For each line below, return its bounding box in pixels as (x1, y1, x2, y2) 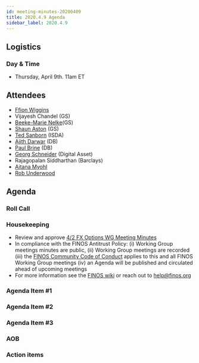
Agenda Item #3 (6, 319, 54, 327)
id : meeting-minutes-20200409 (6, 8, 82, 15)
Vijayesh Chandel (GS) (14, 112, 70, 120)
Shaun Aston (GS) (14, 125, 60, 132)
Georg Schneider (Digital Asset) (14, 150, 94, 158)
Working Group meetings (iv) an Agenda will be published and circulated (14, 259, 194, 267)
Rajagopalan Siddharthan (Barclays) (14, 157, 103, 164)
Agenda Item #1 (6, 287, 52, 295)
